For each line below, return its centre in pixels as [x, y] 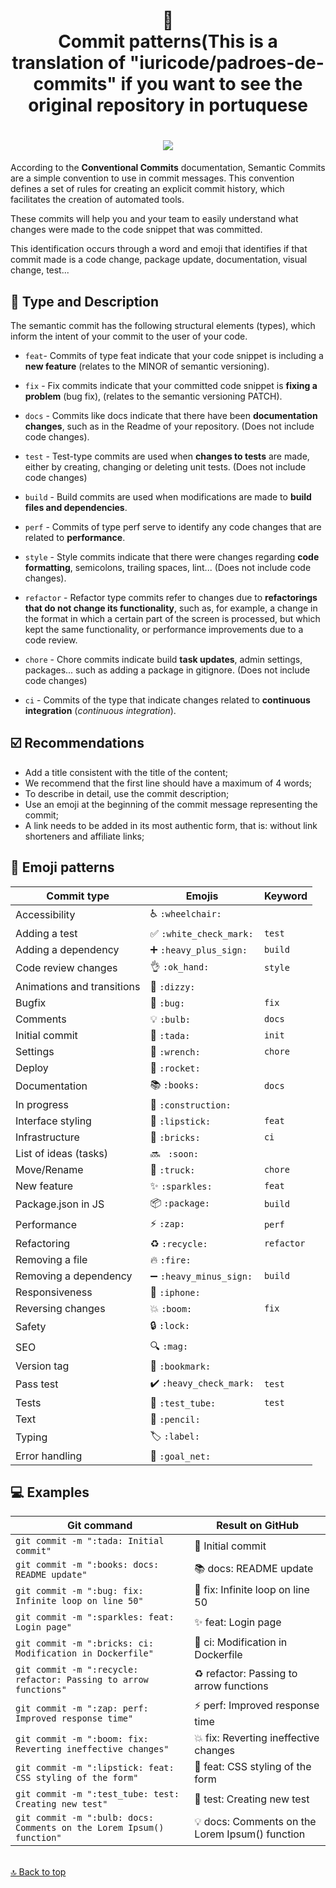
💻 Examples [50, 1492]
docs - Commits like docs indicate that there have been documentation [171, 415]
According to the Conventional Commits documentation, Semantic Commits [168, 168]
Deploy [32, 1067]
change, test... [40, 270]
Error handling [49, 1456]
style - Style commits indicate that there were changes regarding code [172, 556]
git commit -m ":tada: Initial [90, 1541]
